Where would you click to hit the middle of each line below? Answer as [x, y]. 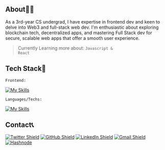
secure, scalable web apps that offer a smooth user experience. [73, 38]
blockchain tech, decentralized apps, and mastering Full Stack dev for [79, 33]
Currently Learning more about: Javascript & [65, 48]
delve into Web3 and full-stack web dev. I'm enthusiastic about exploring [82, 27]
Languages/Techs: [24, 99]
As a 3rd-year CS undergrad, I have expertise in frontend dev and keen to [83, 22]
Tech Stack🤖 [26, 69]
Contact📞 [20, 125]
